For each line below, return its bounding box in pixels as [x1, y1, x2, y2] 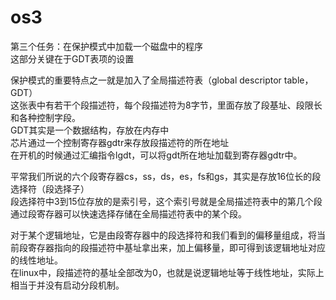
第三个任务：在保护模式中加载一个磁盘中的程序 [10, 40, 203, 52]
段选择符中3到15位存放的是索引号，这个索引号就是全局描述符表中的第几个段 [10, 195, 323, 207]
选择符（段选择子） [10, 182, 90, 195]
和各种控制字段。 [10, 111, 81, 123]
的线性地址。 [10, 254, 63, 266]
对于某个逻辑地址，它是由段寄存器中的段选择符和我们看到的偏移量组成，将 [10, 229, 317, 241]
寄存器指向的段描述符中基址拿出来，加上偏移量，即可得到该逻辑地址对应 [27, 241, 326, 253]
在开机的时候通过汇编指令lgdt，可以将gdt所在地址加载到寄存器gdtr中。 [10, 149, 303, 161]
